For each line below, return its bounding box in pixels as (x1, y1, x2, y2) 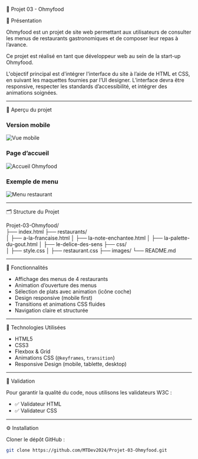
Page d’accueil (6, 149, 49, 157)
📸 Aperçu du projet (6, 106, 52, 113)
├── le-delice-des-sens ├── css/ (43, 240, 127, 248)
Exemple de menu (6, 177, 59, 186)
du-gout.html (6, 240, 38, 248)
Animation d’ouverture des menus (14, 282, 97, 289)
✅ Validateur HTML (14, 400, 62, 408)
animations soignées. (6, 89, 58, 96)
